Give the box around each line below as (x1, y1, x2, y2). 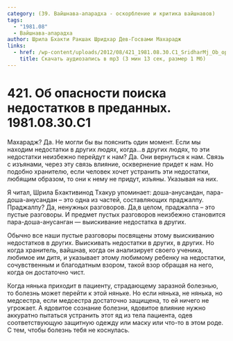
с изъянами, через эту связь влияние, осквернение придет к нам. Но (7, 160, 214, 168)
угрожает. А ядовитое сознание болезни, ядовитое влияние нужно (7, 303, 206, 312)
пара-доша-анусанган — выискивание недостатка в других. (7, 217, 187, 226)
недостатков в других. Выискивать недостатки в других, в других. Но (7, 238, 215, 247)
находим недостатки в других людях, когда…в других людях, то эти (7, 145, 210, 153)
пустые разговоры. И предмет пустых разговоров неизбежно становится (7, 210, 225, 219)
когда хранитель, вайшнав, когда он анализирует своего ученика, (7, 246, 203, 254)
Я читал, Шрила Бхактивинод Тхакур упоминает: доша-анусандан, (7, 188, 205, 197)
